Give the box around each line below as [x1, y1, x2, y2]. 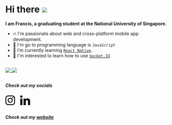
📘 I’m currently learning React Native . [12, 47, 92, 53]
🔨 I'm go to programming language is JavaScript [12, 41, 116, 48]
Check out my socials [5, 82, 52, 88]
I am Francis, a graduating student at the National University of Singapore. [5, 20, 167, 27]
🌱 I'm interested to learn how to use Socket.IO [12, 52, 110, 58]
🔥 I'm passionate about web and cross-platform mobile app [12, 30, 139, 36]
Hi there [5, 4, 40, 15]
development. [12, 36, 42, 42]
